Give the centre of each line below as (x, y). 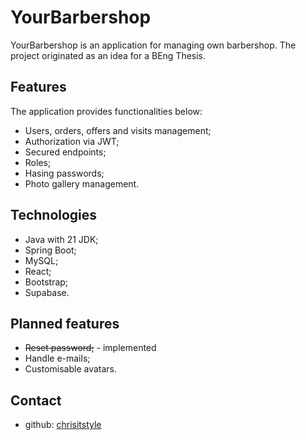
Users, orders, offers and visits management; (118, 130)
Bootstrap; (46, 282)
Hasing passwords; (64, 173)
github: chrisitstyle (63, 425)
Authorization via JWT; (72, 141)
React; (38, 271)
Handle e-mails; (57, 358)
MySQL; (41, 260)
